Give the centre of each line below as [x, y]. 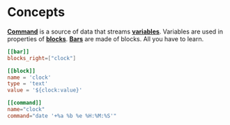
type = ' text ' [28, 84]
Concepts [36, 12]
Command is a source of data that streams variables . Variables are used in [115, 31]
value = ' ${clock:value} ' [45, 90]
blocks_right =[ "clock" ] [42, 58]
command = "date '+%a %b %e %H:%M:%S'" [62, 116]
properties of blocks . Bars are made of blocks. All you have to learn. [106, 38]
